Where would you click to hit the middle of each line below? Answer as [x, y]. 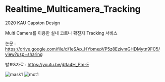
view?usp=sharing [24, 54]
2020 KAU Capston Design [33, 23]
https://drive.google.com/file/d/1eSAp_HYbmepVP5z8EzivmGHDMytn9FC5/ [82, 49]
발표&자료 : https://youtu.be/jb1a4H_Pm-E [47, 64]
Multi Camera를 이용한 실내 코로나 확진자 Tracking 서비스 [61, 33]
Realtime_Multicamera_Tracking [73, 9]
